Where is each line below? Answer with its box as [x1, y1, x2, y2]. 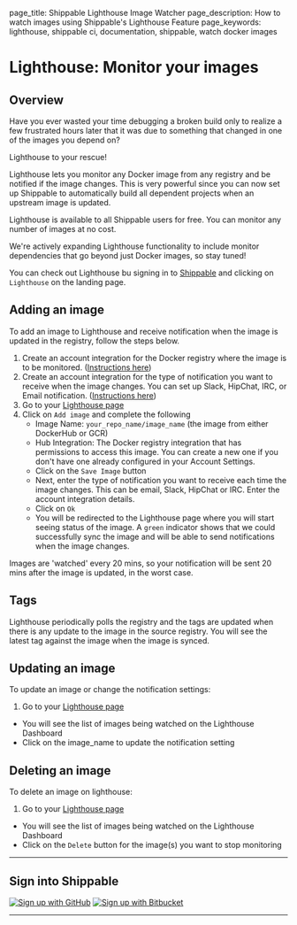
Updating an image [9, 661, 116, 676]
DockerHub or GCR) [34, 428, 109, 438]
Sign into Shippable [9, 874, 119, 889]
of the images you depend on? [9, 135, 121, 145]
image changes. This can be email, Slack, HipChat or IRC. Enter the [34, 484, 280, 495]
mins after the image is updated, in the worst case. [9, 567, 194, 578]
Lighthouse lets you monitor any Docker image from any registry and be [9, 169, 271, 180]
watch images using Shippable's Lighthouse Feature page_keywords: [9, 17, 262, 27]
